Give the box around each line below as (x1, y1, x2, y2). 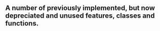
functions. (5, 19, 39, 28)
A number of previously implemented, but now (5, 4, 155, 12)
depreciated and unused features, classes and (5, 12, 155, 20)
